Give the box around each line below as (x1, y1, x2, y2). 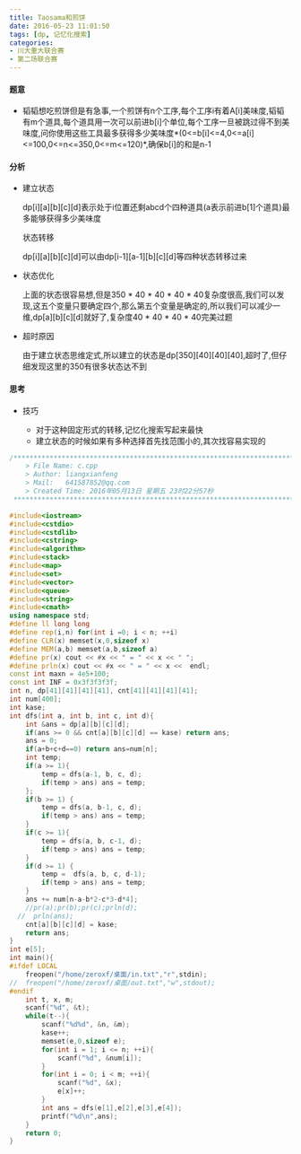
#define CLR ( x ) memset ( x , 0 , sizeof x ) (9, 636, 150, 645)
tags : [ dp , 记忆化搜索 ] (9, 30, 91, 39)
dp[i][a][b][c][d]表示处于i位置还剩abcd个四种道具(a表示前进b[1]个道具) (21, 202, 282, 213)
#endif (9, 986, 34, 996)
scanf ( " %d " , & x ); (56, 1079, 123, 1088)
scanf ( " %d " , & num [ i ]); (56, 1053, 142, 1062)
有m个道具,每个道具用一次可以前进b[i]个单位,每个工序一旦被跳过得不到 (21, 117, 282, 127)
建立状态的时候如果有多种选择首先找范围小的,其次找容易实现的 (35, 435, 266, 446)
